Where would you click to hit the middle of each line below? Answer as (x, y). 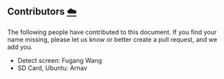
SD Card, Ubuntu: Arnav (52, 68)
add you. (20, 47)
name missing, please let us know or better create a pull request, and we (112, 39)
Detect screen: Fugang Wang (60, 60)
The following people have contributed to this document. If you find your (112, 32)
